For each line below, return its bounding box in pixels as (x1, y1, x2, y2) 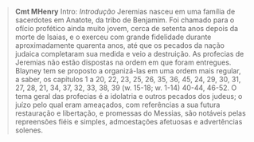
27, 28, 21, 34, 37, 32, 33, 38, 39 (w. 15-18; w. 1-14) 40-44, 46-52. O (14, 83, 237, 93)
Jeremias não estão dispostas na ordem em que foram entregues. (14, 57, 232, 67)
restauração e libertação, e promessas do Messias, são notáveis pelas (14, 108, 246, 118)
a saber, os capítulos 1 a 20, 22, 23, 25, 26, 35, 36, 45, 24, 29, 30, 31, (14, 75, 241, 84)
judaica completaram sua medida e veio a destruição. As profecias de (14, 49, 244, 58)
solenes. (14, 125, 43, 135)
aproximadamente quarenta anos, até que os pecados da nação (14, 41, 225, 50)
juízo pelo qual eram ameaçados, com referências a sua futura (14, 100, 221, 109)
